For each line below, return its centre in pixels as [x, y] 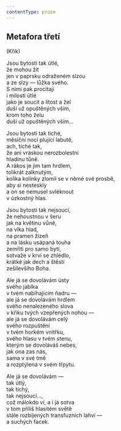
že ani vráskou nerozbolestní [42, 153]
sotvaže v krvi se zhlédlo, [38, 255]
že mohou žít [23, 70]
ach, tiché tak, [24, 147]
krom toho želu [25, 115]
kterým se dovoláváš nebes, [42, 345]
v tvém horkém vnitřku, [36, 332]
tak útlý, [16, 383]
